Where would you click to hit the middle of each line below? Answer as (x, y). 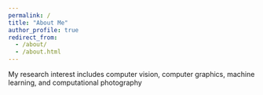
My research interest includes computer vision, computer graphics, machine (131, 74)
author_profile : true (44, 30)
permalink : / (29, 15)
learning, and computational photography (75, 82)
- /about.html (38, 52)
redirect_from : (33, 37)
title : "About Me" (38, 23)
